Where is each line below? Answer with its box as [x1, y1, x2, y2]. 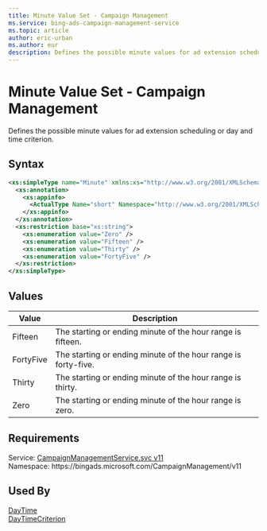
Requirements [8, 432, 79, 445]
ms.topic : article [8, 26, 69, 34]
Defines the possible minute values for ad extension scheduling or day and [8, 126, 253, 135]
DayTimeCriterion [8, 514, 66, 523]
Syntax [8, 157, 44, 171]
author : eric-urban [8, 33, 73, 42]
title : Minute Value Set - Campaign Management [8, 11, 169, 20]
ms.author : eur [8, 41, 59, 49]
